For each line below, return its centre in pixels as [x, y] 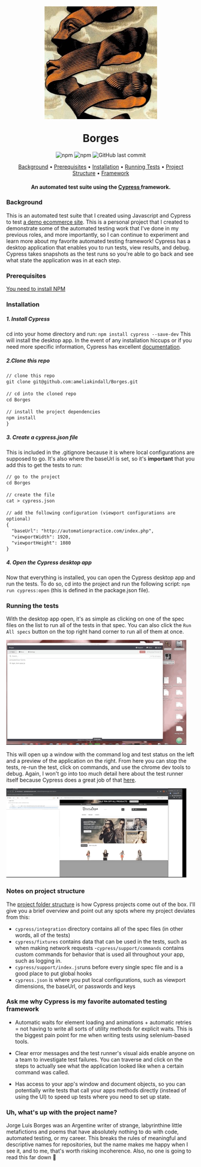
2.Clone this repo [28, 360]
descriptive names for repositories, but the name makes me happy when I [97, 1145]
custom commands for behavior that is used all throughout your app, [100, 954]
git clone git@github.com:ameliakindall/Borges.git [72, 382]
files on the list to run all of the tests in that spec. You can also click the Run [99, 625]
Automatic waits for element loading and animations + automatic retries [103, 1022]
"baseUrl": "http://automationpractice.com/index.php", [83, 531]
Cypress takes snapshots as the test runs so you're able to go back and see [100, 254]
